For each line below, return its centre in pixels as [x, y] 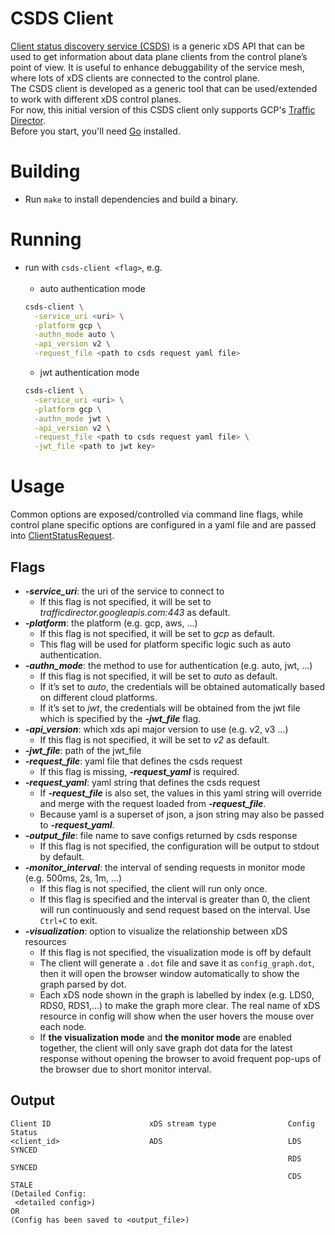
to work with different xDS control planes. [96, 99]
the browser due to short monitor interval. [125, 1069]
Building [45, 171]
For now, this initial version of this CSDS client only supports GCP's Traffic [163, 109]
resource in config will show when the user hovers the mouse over [177, 1016]
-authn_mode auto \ [74, 335]
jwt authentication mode [89, 373]
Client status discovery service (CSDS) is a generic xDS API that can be [157, 46]
